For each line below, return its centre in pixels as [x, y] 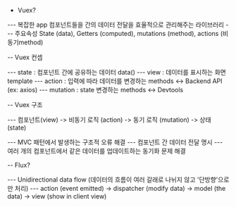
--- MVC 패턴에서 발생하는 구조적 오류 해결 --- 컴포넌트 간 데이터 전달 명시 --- [115, 142]
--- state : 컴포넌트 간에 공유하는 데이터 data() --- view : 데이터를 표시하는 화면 [117, 72]
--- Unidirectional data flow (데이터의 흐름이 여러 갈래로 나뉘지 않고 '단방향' [113, 180]
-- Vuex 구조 [25, 105]
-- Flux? [19, 165]
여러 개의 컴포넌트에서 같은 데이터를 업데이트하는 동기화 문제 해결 [97, 151]
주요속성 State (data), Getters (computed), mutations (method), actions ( [119, 33]
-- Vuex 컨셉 [25, 57]
